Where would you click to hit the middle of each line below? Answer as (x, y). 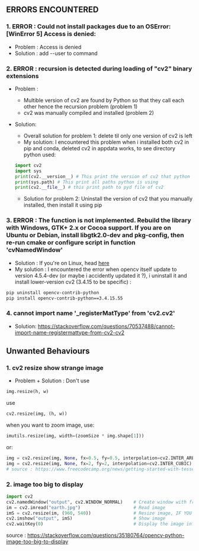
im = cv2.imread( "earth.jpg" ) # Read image (86, 507)
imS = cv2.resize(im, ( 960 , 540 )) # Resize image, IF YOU (99, 513)
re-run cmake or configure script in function (71, 243)
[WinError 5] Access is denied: (51, 34)
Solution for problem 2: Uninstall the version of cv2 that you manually (108, 199)
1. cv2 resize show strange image (55, 368)
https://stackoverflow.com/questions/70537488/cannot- (106, 326)
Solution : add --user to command (56, 53)
